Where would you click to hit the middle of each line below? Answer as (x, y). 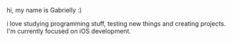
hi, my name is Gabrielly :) (44, 10)
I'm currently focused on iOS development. (69, 31)
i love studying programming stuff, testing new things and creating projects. (116, 23)
